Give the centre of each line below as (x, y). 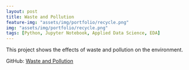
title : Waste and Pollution (40, 17)
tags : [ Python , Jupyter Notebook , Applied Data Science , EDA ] (83, 33)
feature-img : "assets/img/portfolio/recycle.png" (68, 22)
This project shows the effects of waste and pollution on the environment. (95, 50)
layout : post (22, 11)
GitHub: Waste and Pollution (40, 61)
